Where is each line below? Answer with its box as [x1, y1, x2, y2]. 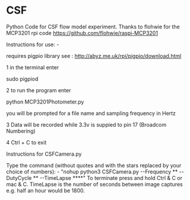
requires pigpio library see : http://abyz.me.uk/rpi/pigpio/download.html [6, 52, 182, 59]
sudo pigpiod [6, 75, 39, 82]
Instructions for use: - [6, 41, 59, 48]
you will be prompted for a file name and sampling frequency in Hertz [6, 109, 176, 117]
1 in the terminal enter [6, 63, 59, 71]
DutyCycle [6, 174, 32, 181]
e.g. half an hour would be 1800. [6, 187, 85, 194]
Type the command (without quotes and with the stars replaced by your [6, 162, 182, 169]
